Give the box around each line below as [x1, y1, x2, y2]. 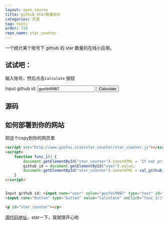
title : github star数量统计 [5, 12, 61, 17]
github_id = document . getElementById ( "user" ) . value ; [23, 163, 135, 168]
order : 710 [5, 26, 28, 31]
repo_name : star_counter [5, 30, 57, 35]
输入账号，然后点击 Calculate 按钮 [5, 75, 75, 81]
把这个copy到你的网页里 [5, 135, 55, 141]
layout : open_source [5, 7, 48, 12]
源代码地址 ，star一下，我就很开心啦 [5, 214, 79, 220]
